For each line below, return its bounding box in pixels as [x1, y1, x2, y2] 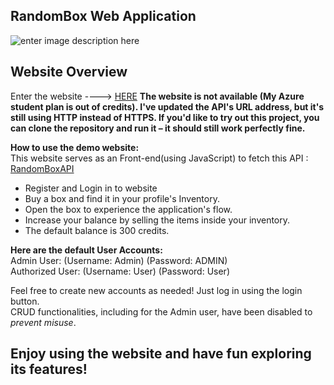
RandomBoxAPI [10, 162, 75, 174]
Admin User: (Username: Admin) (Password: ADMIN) [10, 254, 228, 266]
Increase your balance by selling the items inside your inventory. [24, 214, 291, 226]
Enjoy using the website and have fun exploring [10, 345, 312, 363]
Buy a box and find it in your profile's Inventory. [24, 192, 220, 204]
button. [10, 295, 40, 307]
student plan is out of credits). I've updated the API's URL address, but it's [10, 100, 325, 113]
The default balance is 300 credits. [24, 224, 170, 236]
